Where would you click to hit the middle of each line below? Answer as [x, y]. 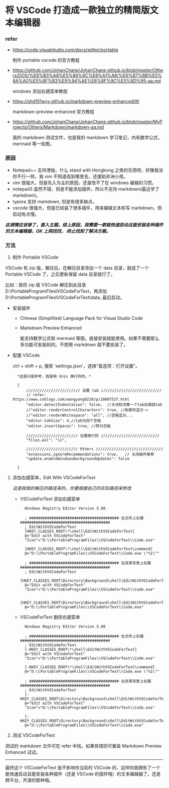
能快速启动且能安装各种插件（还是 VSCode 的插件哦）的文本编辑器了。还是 [83, 774]
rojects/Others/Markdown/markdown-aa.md [58, 127]
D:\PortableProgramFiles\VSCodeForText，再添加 [56, 291]
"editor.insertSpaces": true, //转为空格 [68, 426]
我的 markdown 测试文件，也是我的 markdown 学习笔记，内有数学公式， [87, 138]
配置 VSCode [26, 356]
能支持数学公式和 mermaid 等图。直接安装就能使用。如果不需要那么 [90, 338]
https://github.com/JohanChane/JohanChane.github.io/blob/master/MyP [88, 122]
